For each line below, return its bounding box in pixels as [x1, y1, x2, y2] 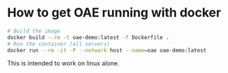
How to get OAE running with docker [7, 5, 221, 21]
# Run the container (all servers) [7, 40, 111, 48]
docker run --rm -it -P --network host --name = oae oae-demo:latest [7, 47, 207, 54]
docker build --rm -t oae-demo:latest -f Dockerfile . [7, 34, 170, 41]
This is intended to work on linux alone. [7, 59, 120, 67]
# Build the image [7, 28, 60, 34]
